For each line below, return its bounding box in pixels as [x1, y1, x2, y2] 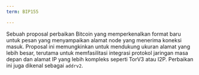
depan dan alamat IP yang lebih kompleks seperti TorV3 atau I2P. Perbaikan [6, 55, 194, 62]
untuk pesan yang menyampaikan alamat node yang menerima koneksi [6, 36, 182, 43]
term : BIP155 [6, 8, 39, 15]
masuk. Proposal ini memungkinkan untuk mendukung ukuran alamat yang [6, 43, 191, 50]
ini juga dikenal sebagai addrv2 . [6, 62, 83, 69]
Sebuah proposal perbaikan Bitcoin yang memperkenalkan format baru [6, 30, 182, 37]
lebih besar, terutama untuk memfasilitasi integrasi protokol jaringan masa [6, 49, 189, 57]
